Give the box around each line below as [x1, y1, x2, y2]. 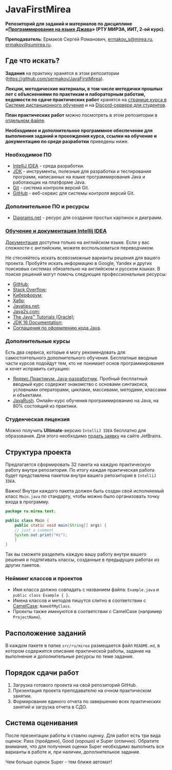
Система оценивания [5, 719, 78, 727]
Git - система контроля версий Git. [12, 185, 89, 191]
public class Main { [5, 518, 50, 523]
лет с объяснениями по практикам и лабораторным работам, [5, 91, 145, 97]
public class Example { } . [12, 592, 70, 598]
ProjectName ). [12, 614, 42, 620]
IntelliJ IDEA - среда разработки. [12, 163, 85, 169]
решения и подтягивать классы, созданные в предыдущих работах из [5, 557, 160, 563]
